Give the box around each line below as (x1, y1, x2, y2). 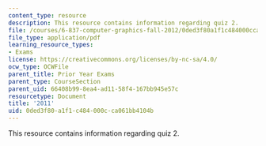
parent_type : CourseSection (8, 77, 101, 85)
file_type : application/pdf (8, 33, 101, 42)
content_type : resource (8, 11, 87, 20)
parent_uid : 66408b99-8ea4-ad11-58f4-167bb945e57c (8, 84, 179, 93)
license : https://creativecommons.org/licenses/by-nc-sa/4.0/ (8, 56, 218, 64)
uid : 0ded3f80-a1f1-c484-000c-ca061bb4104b (8, 107, 154, 115)
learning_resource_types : (8, 41, 93, 49)
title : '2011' (8, 99, 55, 107)
